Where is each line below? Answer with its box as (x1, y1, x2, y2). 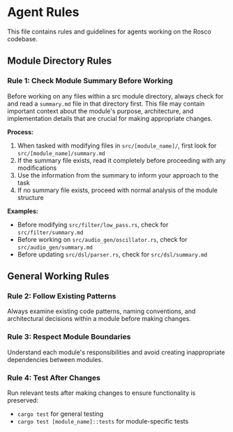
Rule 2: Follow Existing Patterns (7, 291, 116, 301)
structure (17, 193, 44, 201)
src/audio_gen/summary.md (17, 244, 93, 251)
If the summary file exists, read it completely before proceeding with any (17, 156, 226, 164)
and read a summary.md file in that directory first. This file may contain (7, 99, 205, 108)
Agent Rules (7, 4, 80, 20)
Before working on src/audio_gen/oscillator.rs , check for (17, 235, 188, 243)
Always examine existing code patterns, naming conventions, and (7, 307, 196, 315)
